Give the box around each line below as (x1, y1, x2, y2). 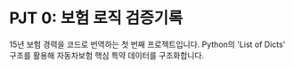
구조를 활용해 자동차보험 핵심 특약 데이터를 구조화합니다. (9, 50, 205, 60)
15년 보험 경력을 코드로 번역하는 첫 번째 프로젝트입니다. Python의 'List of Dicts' (9, 39, 286, 50)
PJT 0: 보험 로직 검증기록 (9, 8, 184, 28)
